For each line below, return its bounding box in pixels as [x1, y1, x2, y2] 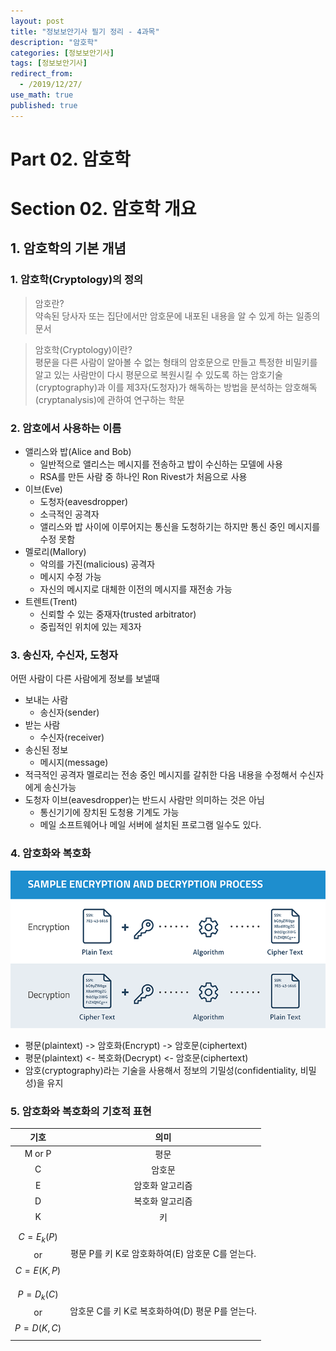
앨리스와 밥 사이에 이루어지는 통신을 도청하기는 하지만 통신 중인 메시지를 [39, 520, 321, 532]
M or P [24, 1148, 52, 1160]
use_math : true [10, 90, 74, 100]
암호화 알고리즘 [133, 1180, 193, 1192]
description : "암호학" [10, 37, 99, 47]
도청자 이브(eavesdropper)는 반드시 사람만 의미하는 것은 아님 [24, 794, 265, 806]
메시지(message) [39, 756, 109, 769]
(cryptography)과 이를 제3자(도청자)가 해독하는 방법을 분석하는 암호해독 [34, 381, 318, 393]
